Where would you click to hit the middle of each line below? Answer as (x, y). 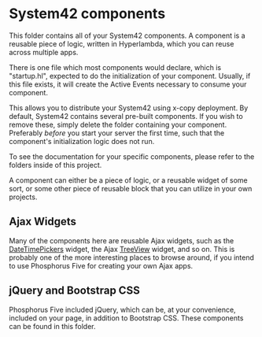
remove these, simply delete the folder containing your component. (118, 124)
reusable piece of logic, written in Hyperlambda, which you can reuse (122, 43)
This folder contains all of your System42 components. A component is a (127, 35)
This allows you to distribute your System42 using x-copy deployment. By (129, 108)
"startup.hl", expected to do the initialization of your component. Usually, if (130, 76)
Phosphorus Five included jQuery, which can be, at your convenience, (122, 309)
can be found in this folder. (52, 326)
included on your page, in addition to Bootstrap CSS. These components (126, 318)
